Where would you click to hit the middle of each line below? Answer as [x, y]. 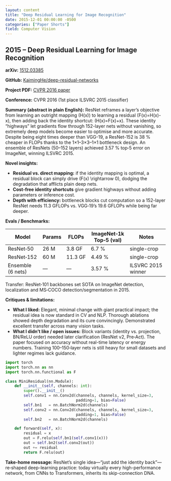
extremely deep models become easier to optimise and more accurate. [79, 132]
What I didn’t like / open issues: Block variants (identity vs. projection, [87, 331]
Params [52, 237]
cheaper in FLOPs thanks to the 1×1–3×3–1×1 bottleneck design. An [76, 142]
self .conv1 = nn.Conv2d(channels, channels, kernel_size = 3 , [89, 396]
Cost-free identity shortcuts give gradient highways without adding [84, 189]
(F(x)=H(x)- [149, 115]
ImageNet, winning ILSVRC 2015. [40, 153]
